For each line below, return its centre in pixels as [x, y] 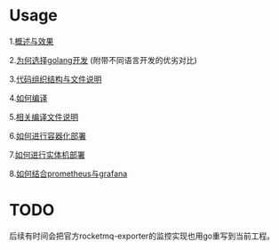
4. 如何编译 [28, 98]
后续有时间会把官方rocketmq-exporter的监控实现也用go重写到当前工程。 [142, 236]
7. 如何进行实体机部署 [48, 154]
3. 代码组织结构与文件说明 [56, 79]
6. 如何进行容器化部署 [48, 135]
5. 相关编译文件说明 [44, 117]
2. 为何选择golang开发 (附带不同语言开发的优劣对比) [103, 60]
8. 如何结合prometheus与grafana [68, 173]
